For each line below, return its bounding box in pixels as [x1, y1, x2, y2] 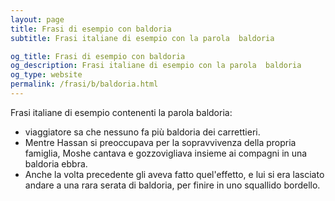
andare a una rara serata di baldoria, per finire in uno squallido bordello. [24, 179, 321, 191]
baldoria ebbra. [24, 157, 88, 170]
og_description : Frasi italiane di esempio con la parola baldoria [10, 61, 302, 71]
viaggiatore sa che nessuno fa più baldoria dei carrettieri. [24, 126, 261, 138]
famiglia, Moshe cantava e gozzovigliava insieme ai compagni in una [24, 147, 308, 159]
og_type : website [10, 70, 83, 80]
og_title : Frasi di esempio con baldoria [10, 51, 186, 61]
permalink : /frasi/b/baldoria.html [10, 79, 159, 90]
